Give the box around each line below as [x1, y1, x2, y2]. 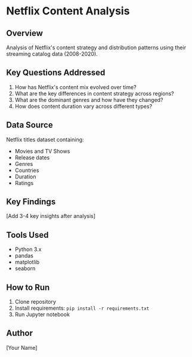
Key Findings [6, 196, 56, 207]
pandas [14, 252, 34, 259]
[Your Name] [6, 344, 38, 351]
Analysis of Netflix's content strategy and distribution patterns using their [6, 44, 187, 51]
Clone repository [14, 298, 57, 305]
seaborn [14, 265, 36, 272]
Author [6, 328, 33, 338]
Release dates [14, 154, 50, 161]
